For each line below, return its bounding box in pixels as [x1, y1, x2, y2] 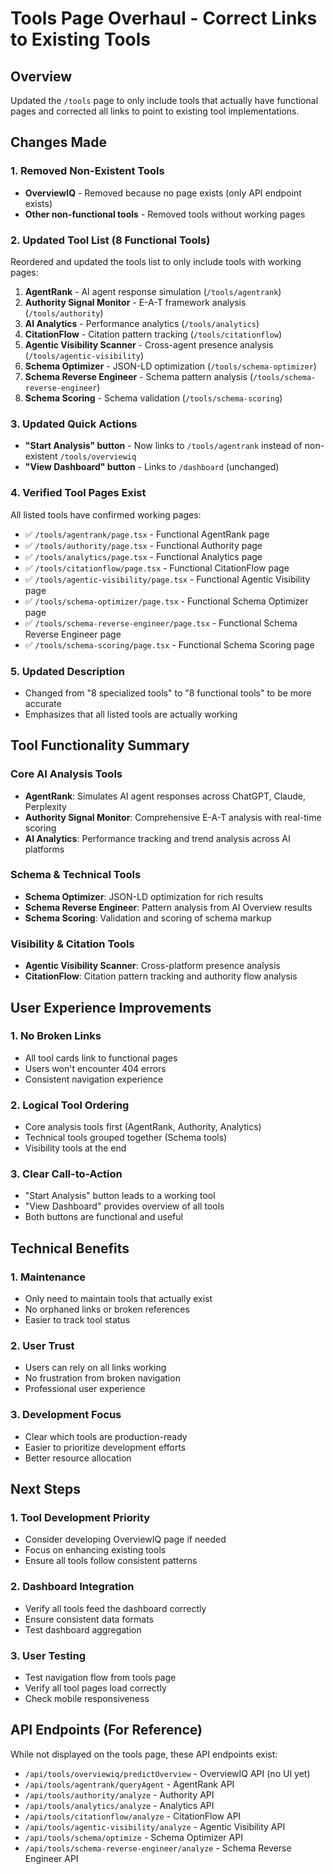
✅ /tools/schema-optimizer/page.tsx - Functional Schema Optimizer [24, 595, 309, 607]
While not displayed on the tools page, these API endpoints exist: [10, 1748, 278, 1760]
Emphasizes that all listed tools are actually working [24, 708, 238, 720]
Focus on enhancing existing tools [24, 1544, 167, 1556]
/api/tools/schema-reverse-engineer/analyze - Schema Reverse [24, 1842, 292, 1854]
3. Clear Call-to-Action [10, 1167, 123, 1181]
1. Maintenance [10, 1270, 87, 1284]
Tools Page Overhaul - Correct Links [10, 7, 318, 30]
